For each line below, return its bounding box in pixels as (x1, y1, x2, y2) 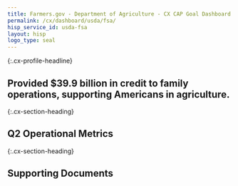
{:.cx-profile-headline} (7, 56, 73, 65)
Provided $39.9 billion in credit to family (7, 77, 189, 89)
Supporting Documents (7, 167, 114, 180)
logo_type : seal (7, 37, 56, 44)
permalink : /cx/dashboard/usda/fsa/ (7, 17, 116, 24)
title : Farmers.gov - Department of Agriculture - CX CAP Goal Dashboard (7, 10, 232, 18)
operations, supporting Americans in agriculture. (7, 88, 230, 100)
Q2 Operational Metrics (7, 128, 114, 140)
